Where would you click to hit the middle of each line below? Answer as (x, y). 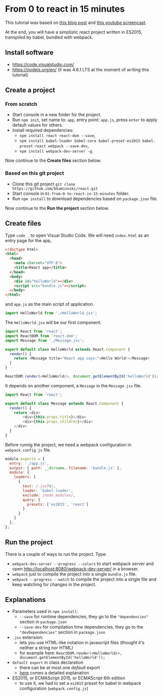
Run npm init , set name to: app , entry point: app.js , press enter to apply (85, 120)
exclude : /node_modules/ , (49, 495)
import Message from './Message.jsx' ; (45, 340)
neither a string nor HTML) (46, 648)
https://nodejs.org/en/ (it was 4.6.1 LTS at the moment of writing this (81, 69)
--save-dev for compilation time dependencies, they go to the (81, 627)
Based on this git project (35, 173)
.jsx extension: (28, 637)
